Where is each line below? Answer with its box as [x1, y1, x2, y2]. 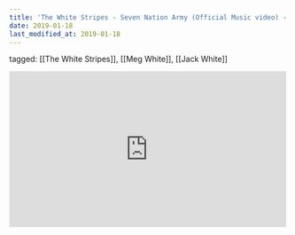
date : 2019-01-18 [9, 21, 74, 30]
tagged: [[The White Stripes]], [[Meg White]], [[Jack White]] [9, 54, 229, 65]
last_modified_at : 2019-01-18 [9, 29, 121, 38]
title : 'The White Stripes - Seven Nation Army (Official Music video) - [9, 12, 288, 22]
